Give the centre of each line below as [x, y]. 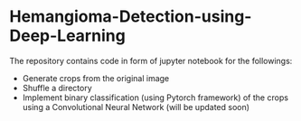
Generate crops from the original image [96, 78]
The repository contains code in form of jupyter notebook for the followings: [151, 60]
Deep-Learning [68, 36]
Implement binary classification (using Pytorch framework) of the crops [155, 98]
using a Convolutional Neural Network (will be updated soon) [136, 107]
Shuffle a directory [57, 88]
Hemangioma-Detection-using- [131, 17]
